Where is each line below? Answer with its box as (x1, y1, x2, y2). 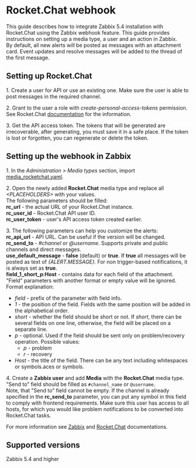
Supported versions (6, 440, 80, 450)
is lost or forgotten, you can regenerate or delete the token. (6, 134, 149, 141)
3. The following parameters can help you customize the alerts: (6, 227, 159, 234)
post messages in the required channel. (6, 93, 101, 100)
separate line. (14, 325, 48, 333)
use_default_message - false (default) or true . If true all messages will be (6, 252, 186, 259)
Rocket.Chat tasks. (6, 412, 51, 419)
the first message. (6, 54, 50, 61)
